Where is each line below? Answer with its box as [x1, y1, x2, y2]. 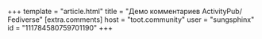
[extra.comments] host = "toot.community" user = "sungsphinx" [44, 15, 255, 24]
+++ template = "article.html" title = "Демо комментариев [7, 7, 201, 16]
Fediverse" [7, 15, 43, 24]
